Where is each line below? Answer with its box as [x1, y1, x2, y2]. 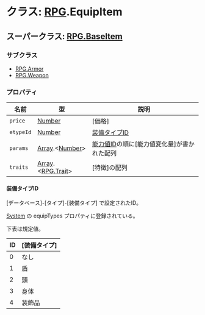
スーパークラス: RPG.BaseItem [6, 31, 123, 41]
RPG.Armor [15, 65, 44, 73]
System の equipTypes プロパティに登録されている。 [6, 212, 138, 219]
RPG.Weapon [15, 71, 49, 79]
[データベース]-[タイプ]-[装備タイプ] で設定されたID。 [6, 199, 142, 207]
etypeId [9, 129, 32, 136]
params [9, 145, 29, 152]
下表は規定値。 [6, 225, 44, 233]
